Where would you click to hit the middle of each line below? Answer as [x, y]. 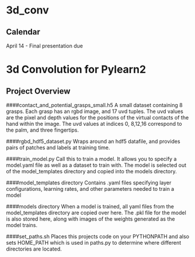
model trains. [22, 225]
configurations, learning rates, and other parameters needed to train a [90, 189]
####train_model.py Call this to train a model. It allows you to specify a [91, 159]
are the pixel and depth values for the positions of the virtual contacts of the [97, 117]
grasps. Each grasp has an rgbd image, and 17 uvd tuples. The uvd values [95, 111]
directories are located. [34, 249]
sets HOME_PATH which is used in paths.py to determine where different [94, 243]
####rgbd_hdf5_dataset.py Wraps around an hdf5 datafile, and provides [93, 141]
